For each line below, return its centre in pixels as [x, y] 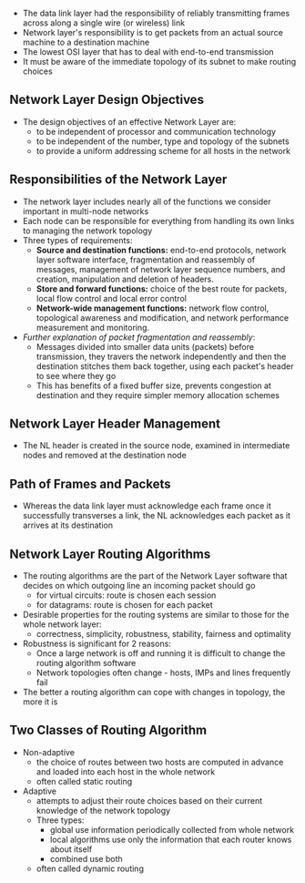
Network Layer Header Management [115, 424]
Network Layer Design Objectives [107, 100]
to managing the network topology [87, 231]
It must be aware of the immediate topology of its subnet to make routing [159, 62]
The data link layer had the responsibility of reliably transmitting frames [156, 13]
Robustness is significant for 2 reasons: [97, 644]
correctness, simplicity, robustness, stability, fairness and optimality [163, 634]
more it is [40, 702]
